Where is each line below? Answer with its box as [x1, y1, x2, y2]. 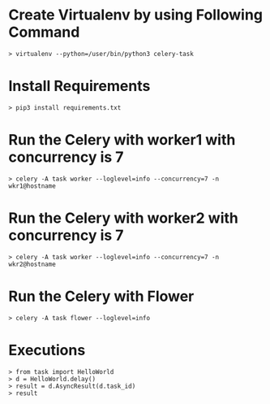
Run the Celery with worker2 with [8, 209, 239, 227]
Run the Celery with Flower [8, 287, 195, 306]
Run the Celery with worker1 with [8, 131, 236, 150]
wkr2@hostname [8, 260, 57, 268]
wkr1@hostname [8, 181, 57, 190]
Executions [8, 341, 86, 359]
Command [8, 23, 80, 41]
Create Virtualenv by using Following [8, 6, 264, 24]
